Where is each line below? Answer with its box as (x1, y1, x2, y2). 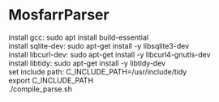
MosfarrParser (8, 6, 109, 24)
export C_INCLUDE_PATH (8, 75, 94, 85)
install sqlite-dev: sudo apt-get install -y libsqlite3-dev (8, 40, 190, 50)
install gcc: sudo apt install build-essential (8, 32, 148, 42)
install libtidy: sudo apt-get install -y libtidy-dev (8, 58, 166, 68)
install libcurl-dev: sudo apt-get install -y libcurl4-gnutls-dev (8, 49, 211, 59)
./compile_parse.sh (8, 83, 73, 94)
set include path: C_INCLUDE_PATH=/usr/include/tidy (8, 66, 187, 76)
